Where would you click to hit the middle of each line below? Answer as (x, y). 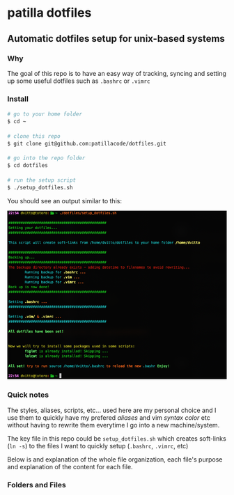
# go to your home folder (45, 114)
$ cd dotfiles (28, 166)
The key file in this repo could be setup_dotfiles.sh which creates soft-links (117, 438)
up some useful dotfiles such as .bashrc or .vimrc (79, 81)
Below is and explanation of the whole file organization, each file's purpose (115, 459)
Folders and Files (37, 485)
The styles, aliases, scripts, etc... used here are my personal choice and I (112, 410)
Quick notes (28, 395)
